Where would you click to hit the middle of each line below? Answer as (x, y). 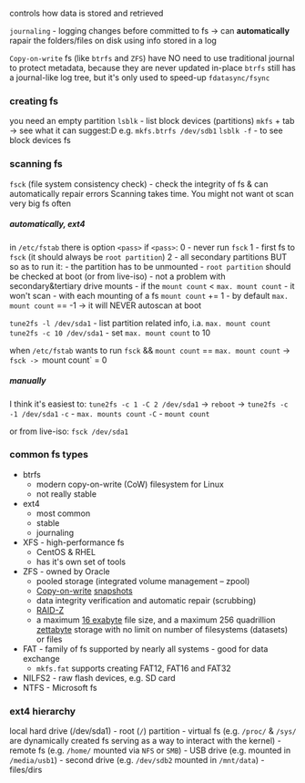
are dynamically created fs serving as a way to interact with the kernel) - (146, 741)
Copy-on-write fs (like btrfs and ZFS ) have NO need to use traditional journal (152, 58)
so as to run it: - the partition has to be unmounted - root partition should (150, 266)
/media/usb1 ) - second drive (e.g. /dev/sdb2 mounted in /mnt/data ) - (137, 760)
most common (63, 513)
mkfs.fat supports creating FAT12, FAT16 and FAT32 (134, 668)
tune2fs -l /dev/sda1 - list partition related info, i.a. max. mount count (140, 323)
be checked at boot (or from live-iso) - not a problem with (117, 276)
